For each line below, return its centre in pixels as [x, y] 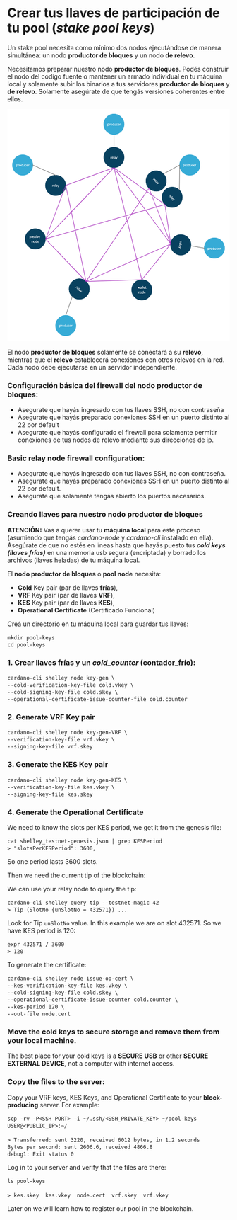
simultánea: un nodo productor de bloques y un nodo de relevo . [101, 55]
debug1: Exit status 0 [41, 1154]
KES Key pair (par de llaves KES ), [66, 603]
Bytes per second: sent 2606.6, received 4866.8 [80, 1147]
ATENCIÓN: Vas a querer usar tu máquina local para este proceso [104, 530]
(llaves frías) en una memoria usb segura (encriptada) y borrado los [107, 552]
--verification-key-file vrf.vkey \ [61, 740]
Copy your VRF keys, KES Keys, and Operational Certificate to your [105, 1097]
